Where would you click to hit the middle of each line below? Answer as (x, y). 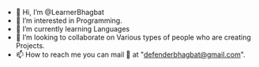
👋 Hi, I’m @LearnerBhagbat (60, 12)
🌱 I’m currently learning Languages (73, 29)
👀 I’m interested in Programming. (69, 20)
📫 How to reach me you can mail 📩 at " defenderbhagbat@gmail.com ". (131, 54)
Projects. (30, 46)
